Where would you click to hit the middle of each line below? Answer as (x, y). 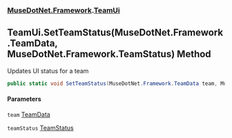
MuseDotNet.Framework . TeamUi (64, 10)
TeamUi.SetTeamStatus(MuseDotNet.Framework (115, 33)
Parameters (24, 99)
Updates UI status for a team (48, 70)
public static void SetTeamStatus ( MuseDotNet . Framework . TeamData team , (112, 83)
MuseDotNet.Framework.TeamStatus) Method (109, 54)
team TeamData (29, 114)
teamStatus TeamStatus (40, 128)
